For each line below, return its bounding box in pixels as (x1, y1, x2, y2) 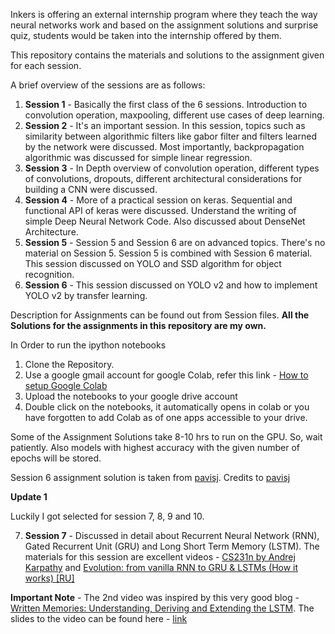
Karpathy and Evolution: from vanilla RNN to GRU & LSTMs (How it (24, 562, 299, 573)
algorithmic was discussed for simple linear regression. (24, 152, 253, 163)
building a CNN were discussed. (24, 184, 158, 195)
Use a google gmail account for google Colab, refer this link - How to (24, 369, 309, 381)
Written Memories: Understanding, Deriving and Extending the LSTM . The (10, 602, 315, 614)
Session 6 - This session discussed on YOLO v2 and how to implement (24, 279, 318, 291)
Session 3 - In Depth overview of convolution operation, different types (24, 162, 320, 174)
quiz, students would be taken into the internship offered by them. (10, 30, 282, 41)
